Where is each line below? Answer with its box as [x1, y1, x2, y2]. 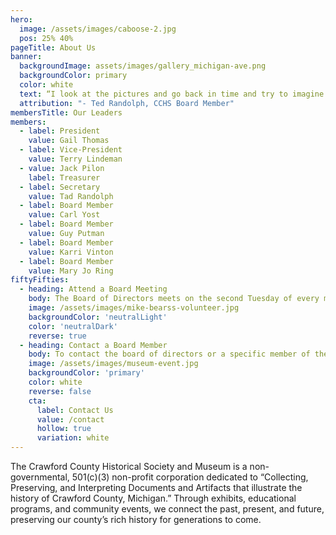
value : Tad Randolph [28, 191, 114, 201]
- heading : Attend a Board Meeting [19, 284, 168, 295]
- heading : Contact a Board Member [19, 340, 168, 350]
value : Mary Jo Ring [28, 266, 114, 276]
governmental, [10, 471, 70, 483]
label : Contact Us [36, 405, 114, 415]
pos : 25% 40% [19, 33, 74, 43]
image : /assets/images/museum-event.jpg [28, 359, 199, 369]
